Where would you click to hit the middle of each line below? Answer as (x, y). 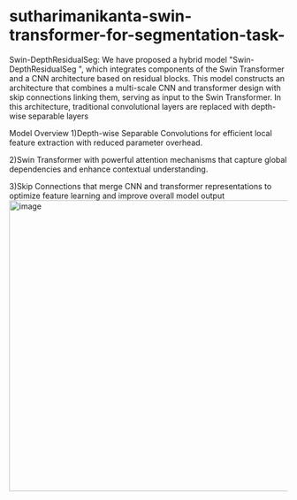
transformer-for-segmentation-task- (147, 35)
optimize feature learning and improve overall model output (117, 196)
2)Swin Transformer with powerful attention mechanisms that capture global (148, 159)
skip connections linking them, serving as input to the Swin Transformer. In (145, 97)
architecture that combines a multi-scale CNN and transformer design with (145, 88)
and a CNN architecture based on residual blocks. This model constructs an (147, 78)
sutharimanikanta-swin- (101, 16)
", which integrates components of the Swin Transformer (181, 69)
